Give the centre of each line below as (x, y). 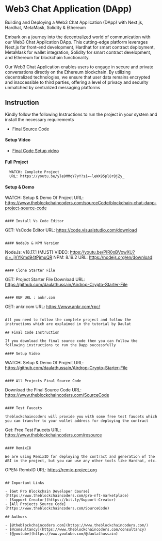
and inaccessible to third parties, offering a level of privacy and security (77, 82)
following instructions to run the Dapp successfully (61, 345)
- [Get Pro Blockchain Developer (39, 492)
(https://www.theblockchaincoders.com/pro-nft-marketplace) (67, 496)
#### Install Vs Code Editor (34, 221)
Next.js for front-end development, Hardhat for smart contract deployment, (80, 47)
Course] (82, 492)
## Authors (16, 517)
